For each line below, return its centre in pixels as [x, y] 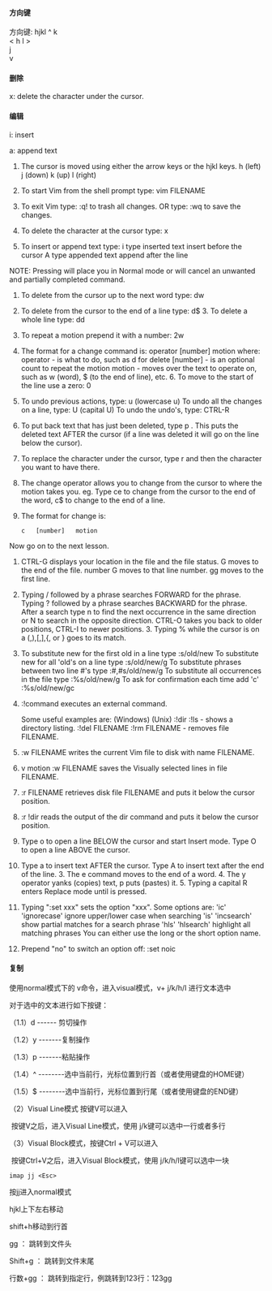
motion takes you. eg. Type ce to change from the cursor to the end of [138, 491]
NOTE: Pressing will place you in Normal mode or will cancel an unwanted [132, 270]
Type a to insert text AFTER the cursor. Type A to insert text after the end [142, 866]
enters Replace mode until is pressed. [84, 891]
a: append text [33, 150]
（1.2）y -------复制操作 [50, 1039]
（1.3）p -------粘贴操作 [50, 1056]
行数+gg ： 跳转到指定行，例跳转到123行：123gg [91, 1278]
